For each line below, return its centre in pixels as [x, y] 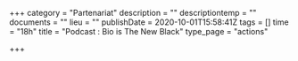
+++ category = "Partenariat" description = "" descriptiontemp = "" [133, 13]
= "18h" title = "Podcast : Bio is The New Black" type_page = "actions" [139, 31]
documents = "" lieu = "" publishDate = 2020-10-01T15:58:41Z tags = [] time [149, 22]
